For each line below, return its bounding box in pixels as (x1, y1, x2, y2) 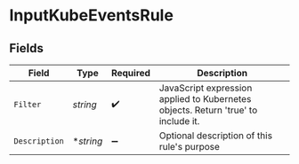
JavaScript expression (158, 82, 253, 94)
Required (110, 67, 151, 79)
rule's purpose (158, 141, 221, 152)
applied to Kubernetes (158, 93, 252, 105)
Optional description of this (158, 129, 273, 142)
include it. (158, 115, 200, 127)
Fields (9, 41, 44, 56)
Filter (13, 99, 42, 109)
